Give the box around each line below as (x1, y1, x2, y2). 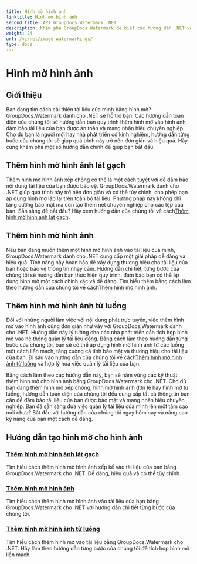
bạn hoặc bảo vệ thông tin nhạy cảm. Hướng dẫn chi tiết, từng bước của (6, 265, 180, 272)
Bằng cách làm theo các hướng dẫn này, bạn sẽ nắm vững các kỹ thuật (6, 371, 178, 379)
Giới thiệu (6, 90, 42, 100)
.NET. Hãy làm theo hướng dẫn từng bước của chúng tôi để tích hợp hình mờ (6, 545, 189, 552)
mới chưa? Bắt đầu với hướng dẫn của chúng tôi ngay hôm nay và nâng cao (6, 409, 188, 416)
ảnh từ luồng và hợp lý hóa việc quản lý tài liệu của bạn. (6, 360, 141, 367)
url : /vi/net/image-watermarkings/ (6, 36, 93, 42)
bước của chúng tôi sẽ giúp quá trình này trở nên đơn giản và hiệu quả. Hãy (6, 137, 188, 144)
